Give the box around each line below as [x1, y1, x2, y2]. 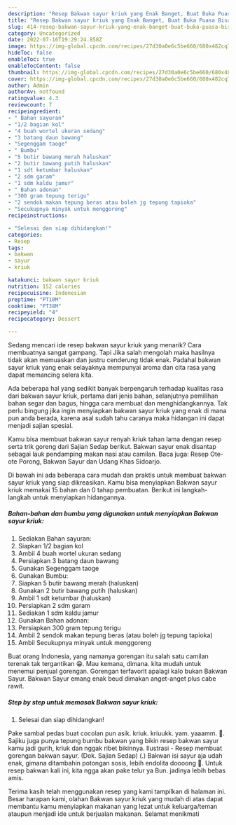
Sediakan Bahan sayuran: [18, 534, 92, 543]
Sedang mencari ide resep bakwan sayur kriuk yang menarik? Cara [8, 341, 202, 349]
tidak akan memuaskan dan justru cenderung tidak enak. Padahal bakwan [8, 356, 221, 364]
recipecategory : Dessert [8, 316, 81, 323]
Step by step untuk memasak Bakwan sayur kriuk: [8, 698, 158, 706]
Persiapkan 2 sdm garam [18, 601, 90, 609]
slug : [8, 23, 24, 30]
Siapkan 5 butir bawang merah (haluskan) [18, 578, 139, 587]
